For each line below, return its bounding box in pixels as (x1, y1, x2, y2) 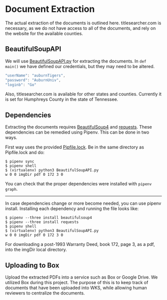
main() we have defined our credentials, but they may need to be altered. (5, 63, 155, 69)
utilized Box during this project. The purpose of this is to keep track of (5, 280, 149, 285)
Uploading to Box (5, 261, 60, 269)
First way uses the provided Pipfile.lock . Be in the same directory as (5, 144, 144, 150)
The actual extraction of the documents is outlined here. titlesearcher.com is (5, 20, 162, 26)
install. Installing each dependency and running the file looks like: (5, 206, 139, 212)
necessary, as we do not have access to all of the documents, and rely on (5, 25, 156, 31)
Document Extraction (5, 3, 95, 15)
